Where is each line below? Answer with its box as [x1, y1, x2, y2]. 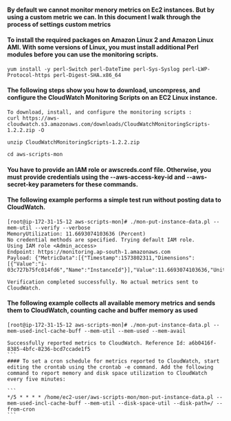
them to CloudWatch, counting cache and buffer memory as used [7, 306, 198, 314]
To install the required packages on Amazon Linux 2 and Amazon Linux [7, 36, 214, 44]
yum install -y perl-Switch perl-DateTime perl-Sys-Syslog [7, 65, 180, 72]
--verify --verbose [34, 224, 91, 231]
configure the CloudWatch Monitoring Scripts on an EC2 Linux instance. [7, 94, 218, 102]
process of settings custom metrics [7, 20, 111, 28]
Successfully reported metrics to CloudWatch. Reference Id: [7, 340, 186, 347]
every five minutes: [7, 376, 67, 382]
